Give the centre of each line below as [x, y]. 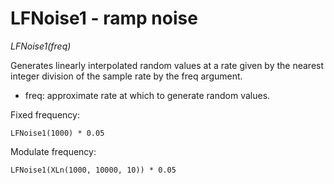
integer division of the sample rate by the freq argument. [126, 76]
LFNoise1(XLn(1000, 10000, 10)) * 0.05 [93, 170]
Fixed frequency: [45, 114]
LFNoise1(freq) [41, 46]
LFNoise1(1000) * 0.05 [57, 133]
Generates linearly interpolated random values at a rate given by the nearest [167, 65]
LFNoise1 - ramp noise [104, 18]
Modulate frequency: [53, 151]
